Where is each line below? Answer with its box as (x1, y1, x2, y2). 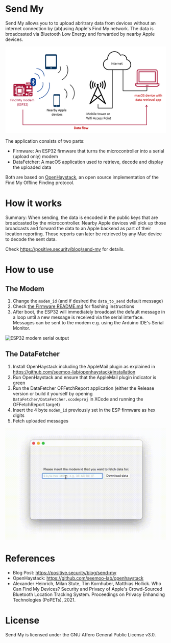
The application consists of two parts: (5, 138, 85, 144)
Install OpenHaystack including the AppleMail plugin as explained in (12, 363, 156, 369)
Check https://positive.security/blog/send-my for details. (5, 246, 125, 252)
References (5, 553, 55, 564)
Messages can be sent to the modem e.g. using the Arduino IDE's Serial (12, 320, 164, 326)
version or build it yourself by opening (12, 390, 93, 396)
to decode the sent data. (5, 236, 57, 242)
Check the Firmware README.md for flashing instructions (12, 303, 134, 309)
